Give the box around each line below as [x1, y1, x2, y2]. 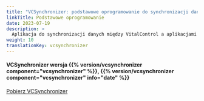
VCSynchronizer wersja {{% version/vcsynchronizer [6, 61, 143, 68]
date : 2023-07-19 [6, 20, 50, 26]
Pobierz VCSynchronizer [6, 88, 68, 95]
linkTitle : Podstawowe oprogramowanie [6, 15, 104, 21]
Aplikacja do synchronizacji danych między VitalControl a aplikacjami [12, 31, 197, 37]
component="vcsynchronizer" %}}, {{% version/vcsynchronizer [6, 68, 174, 75]
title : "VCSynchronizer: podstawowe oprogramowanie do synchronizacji [6, 8, 189, 15]
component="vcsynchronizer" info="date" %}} [6, 74, 130, 82]
